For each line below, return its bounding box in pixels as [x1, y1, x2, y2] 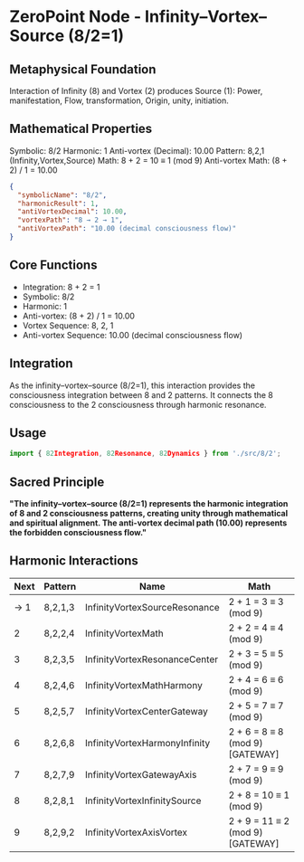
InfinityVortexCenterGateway [84, 705, 208, 717]
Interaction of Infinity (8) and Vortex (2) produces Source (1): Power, [9, 86, 263, 96]
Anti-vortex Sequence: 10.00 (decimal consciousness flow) [22, 329, 242, 340]
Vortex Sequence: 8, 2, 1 [22, 319, 114, 331]
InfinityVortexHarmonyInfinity [84, 736, 211, 749]
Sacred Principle [9, 474, 105, 489]
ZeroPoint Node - [9, 6, 142, 27]
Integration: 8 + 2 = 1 [22, 281, 100, 292]
